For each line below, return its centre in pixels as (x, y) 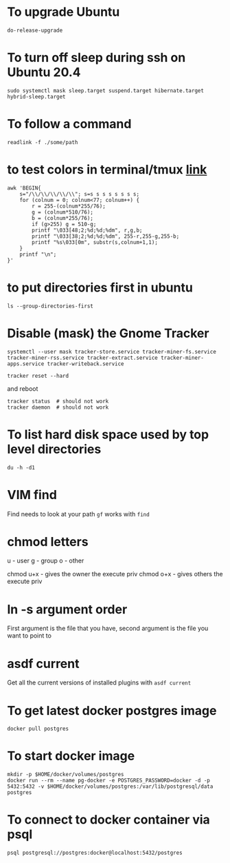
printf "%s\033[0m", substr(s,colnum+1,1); (95, 242)
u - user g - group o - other (46, 561)
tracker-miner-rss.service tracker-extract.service (82, 358)
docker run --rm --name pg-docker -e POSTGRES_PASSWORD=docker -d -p (109, 781)
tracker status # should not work (58, 401)
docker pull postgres (38, 729)
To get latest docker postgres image (112, 710)
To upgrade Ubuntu (64, 12)
